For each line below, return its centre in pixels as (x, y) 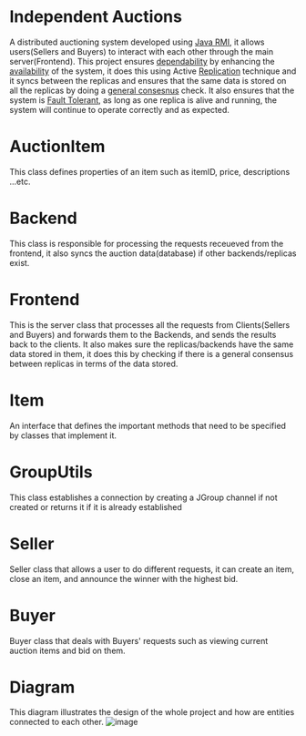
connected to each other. (57, 722)
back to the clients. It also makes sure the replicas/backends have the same (152, 344)
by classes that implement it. (63, 435)
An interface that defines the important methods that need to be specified (148, 425)
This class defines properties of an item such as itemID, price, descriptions (150, 171)
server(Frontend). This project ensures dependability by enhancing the (142, 61)
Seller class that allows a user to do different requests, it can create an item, (152, 569)
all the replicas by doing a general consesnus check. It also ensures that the (152, 90)
